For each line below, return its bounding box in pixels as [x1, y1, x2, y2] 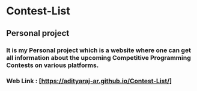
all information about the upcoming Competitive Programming [6, 53, 191, 62]
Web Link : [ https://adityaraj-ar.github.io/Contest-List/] [6, 77, 172, 85]
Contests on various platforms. [6, 61, 99, 69]
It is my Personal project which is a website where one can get [6, 46, 191, 54]
